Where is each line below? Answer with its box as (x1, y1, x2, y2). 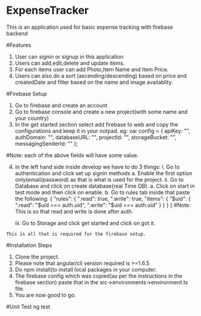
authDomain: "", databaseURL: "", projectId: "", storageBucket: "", (14, 133, 177, 141)
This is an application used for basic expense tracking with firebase (6, 23, 173, 31)
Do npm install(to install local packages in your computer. (14, 266, 157, 273)
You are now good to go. (14, 291, 76, 299)
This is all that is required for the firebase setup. (6, 231, 146, 237)
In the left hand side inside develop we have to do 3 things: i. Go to (14, 163, 180, 170)
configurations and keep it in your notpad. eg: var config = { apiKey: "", (14, 127, 190, 134)
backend (6, 29, 28, 37)
